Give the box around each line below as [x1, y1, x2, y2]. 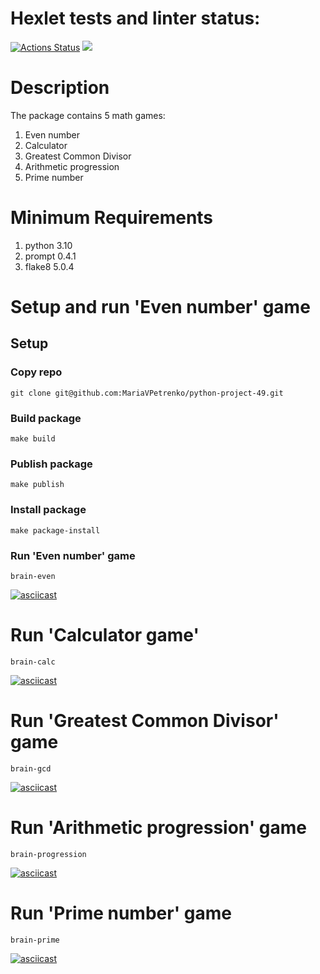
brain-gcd [10, 763, 52, 774]
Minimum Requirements [10, 207, 214, 229]
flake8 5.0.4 [24, 260, 75, 272]
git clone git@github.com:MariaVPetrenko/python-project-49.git [10, 388, 284, 398]
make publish [10, 480, 65, 490]
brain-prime [10, 935, 60, 945]
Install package [10, 503, 87, 517]
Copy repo [10, 365, 63, 379]
